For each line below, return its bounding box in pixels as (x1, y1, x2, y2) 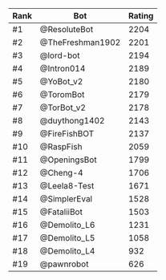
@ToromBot (39, 89, 85, 99)
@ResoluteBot (39, 24, 94, 34)
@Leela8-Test (39, 181, 95, 191)
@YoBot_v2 (39, 76, 83, 87)
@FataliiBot (39, 206, 83, 217)
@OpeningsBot (39, 154, 98, 165)
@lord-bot (39, 50, 80, 61)
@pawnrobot (39, 258, 89, 270)
